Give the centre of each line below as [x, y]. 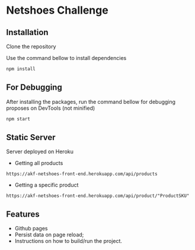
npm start [18, 119]
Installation [27, 32]
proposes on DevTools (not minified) [51, 108]
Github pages [31, 229]
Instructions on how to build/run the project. [68, 241]
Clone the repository [31, 46]
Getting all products [39, 163]
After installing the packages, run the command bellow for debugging [91, 102]
